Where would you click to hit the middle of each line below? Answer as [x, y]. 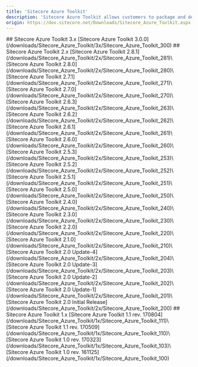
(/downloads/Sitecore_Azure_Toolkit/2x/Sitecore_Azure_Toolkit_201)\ [89, 296]
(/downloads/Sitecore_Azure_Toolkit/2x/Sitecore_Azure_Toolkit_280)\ [90, 71]
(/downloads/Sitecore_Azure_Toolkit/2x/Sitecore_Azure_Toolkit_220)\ [90, 233]
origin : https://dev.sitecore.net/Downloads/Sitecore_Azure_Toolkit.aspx [99, 22]
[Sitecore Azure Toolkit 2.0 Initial [46, 302]
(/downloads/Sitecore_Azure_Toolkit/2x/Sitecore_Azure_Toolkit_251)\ [89, 183]
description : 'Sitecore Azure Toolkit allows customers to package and [96, 17]
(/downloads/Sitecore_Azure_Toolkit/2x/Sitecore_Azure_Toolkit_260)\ [90, 146]
